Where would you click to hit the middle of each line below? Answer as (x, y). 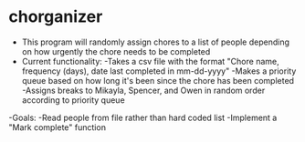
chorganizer (56, 17)
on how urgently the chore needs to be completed (116, 51)
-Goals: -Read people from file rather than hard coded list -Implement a (143, 117)
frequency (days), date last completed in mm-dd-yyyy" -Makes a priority (159, 71)
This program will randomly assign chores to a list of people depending (155, 42)
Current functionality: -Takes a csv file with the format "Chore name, (150, 61)
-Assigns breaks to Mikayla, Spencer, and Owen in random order (143, 90)
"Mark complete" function (58, 127)
